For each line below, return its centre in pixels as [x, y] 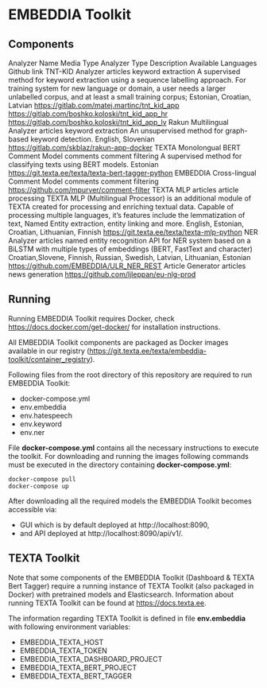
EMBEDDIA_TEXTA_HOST [62, 642]
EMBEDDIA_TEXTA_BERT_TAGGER [76, 676]
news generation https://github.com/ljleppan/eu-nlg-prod [102, 274]
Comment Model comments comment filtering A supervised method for [125, 156]
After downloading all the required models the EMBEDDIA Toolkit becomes [130, 501]
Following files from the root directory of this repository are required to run [130, 375]
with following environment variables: [70, 627]
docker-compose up [39, 486]
